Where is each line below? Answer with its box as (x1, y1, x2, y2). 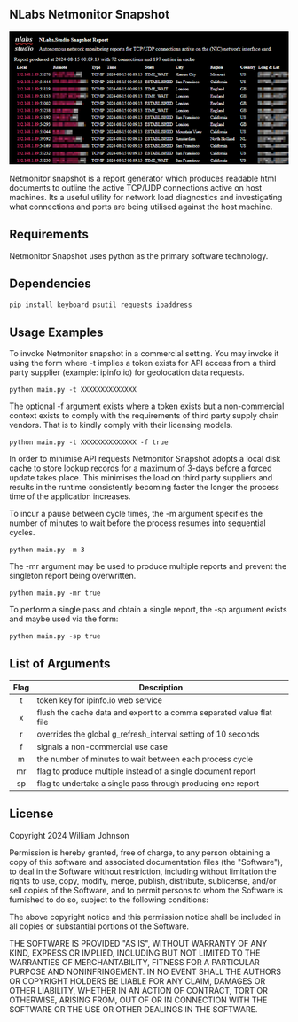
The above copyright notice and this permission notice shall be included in (9, 911, 281, 922)
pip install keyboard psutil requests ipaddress (9, 300, 192, 309)
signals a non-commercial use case (36, 741, 169, 752)
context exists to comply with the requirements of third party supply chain (9, 410, 279, 421)
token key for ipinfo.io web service (36, 695, 162, 706)
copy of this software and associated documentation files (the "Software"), (9, 856, 284, 867)
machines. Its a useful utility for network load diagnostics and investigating (9, 191, 283, 202)
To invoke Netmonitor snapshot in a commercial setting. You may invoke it (9, 348, 279, 359)
